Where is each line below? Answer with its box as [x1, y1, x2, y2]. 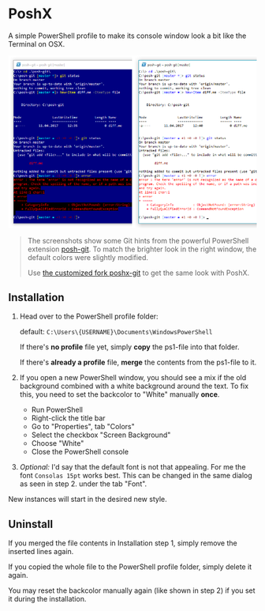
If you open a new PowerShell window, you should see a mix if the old [19, 373, 247, 383]
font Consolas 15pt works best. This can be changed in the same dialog [19, 471, 252, 481]
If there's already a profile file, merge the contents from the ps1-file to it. [19, 357, 257, 368]
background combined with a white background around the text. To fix [19, 381, 249, 391]
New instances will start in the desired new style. [8, 495, 167, 504]
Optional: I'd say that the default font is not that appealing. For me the [19, 462, 246, 472]
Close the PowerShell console [31, 447, 129, 457]
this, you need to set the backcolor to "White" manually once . [19, 390, 220, 399]
